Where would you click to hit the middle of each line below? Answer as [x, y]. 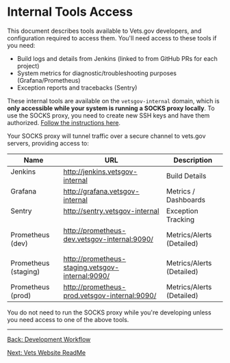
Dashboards [186, 200]
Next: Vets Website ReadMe [47, 352]
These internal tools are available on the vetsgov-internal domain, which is [114, 100]
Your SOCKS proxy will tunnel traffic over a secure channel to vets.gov [106, 136]
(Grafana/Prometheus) [49, 80]
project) [28, 66]
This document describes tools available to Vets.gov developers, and [104, 31]
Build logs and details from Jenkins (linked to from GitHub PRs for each [117, 58]
